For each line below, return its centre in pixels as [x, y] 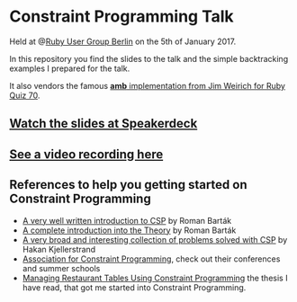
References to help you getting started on [128, 185]
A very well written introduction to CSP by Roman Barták [127, 220]
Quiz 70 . [25, 95]
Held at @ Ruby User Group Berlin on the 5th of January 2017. [123, 41]
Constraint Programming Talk [121, 17]
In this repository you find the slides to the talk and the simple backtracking [149, 58]
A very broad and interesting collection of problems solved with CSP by [155, 239]
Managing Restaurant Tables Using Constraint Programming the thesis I [155, 278]
